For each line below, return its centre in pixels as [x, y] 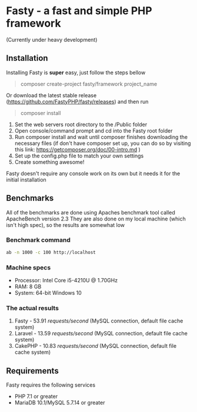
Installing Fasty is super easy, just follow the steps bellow [76, 72]
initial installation [26, 179]
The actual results [32, 308]
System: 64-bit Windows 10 [48, 293]
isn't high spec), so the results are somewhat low [66, 225]
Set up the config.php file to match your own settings [79, 156]
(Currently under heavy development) [52, 39]
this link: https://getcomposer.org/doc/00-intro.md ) [78, 149]
